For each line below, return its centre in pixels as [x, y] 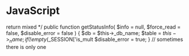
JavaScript [33, 11]
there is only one [26, 47]
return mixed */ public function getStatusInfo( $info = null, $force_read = [93, 27]
